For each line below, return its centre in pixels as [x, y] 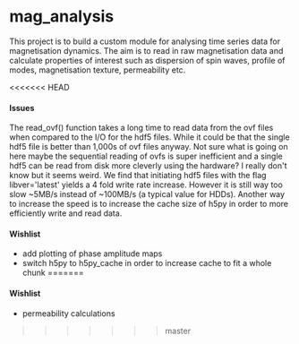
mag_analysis [62, 17]
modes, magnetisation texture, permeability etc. [98, 70]
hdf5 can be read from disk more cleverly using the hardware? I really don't [148, 166]
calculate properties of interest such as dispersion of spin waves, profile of [147, 60]
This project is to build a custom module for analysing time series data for [145, 41]
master [178, 331]
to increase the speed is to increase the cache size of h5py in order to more [149, 204]
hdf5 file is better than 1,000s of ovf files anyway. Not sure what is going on [149, 147]
